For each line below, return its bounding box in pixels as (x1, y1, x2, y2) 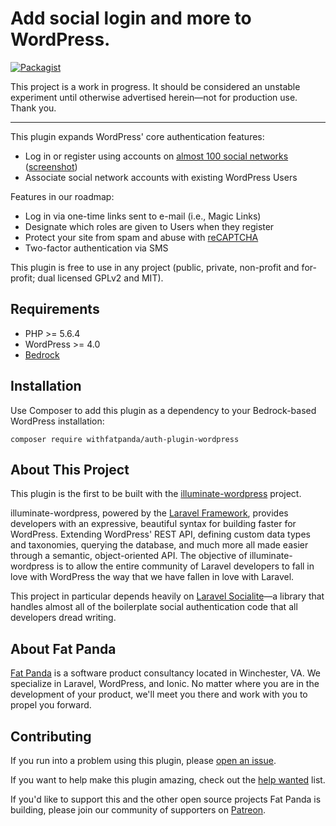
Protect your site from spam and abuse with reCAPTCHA (24, 231, 259, 243)
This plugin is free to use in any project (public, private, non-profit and (10, 261, 300, 273)
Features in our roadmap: (10, 190, 115, 202)
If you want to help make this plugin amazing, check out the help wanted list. (10, 774, 326, 786)
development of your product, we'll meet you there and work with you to (10, 688, 308, 701)
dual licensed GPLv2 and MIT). (37, 272, 164, 284)
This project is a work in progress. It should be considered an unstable (10, 80, 301, 92)
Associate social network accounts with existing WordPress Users (24, 171, 298, 183)
